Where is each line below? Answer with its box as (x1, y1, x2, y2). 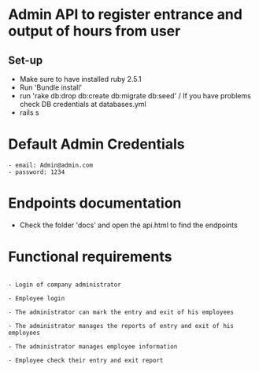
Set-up (8, 53, 43, 67)
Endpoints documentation (8, 194, 182, 212)
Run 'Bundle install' (19, 83, 83, 92)
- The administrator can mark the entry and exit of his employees (8, 308, 235, 316)
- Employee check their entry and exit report (8, 356, 164, 364)
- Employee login (8, 294, 65, 302)
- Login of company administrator (8, 281, 122, 289)
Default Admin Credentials (8, 135, 185, 153)
